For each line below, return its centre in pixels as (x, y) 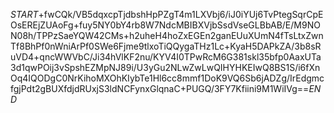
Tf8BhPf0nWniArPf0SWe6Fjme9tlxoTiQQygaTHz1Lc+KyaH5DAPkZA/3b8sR (166, 46)
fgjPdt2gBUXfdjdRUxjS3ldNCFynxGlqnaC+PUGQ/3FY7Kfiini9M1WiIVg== (160, 88)
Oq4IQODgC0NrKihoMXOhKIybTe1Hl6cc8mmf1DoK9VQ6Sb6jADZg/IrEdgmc (167, 78)
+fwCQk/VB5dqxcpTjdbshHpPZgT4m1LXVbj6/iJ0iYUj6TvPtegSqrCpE (181, 14)
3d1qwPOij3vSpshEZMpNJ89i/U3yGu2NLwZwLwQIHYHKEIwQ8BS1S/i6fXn (165, 67)
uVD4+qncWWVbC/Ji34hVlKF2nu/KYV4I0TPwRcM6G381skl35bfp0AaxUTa (166, 57)
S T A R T (24, 14)
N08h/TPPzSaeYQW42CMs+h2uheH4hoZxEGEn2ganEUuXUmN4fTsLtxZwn (167, 35)
